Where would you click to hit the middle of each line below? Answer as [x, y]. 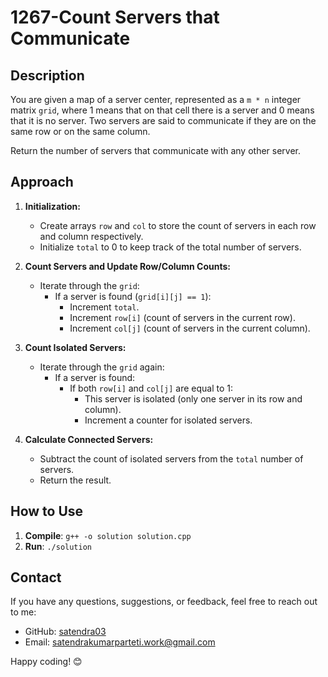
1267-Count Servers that [115, 17]
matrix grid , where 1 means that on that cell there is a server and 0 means [162, 110]
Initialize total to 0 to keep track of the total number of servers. [170, 247]
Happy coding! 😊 [46, 662]
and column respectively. [91, 236]
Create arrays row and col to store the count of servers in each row [178, 225]
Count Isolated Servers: [75, 347]
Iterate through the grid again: [102, 367]
